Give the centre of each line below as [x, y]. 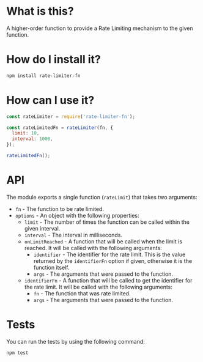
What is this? [40, 11]
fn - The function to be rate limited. [59, 209]
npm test [17, 353]
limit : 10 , [26, 133]
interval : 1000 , [32, 139]
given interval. [42, 228]
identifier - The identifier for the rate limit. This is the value [109, 254]
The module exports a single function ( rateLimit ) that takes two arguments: [102, 197]
